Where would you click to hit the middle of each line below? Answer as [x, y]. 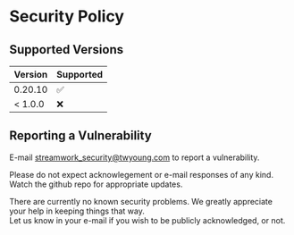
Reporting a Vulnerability [80, 136]
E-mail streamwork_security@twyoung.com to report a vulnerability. [134, 157]
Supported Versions [66, 50]
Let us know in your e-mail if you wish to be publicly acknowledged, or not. [147, 220]
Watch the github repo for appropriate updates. [96, 184]
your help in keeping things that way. [77, 211]
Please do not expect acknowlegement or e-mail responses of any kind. [142, 174]
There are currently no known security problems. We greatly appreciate [141, 201]
